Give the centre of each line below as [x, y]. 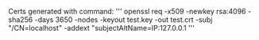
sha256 [21, 20]
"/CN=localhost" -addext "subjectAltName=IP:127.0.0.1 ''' [101, 28]
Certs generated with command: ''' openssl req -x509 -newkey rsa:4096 [127, 11]
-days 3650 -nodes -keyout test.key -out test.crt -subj [124, 20]
